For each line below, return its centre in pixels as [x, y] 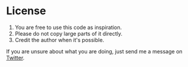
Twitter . [16, 58]
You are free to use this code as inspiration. [68, 27]
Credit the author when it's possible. [59, 40]
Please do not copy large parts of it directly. [69, 33]
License [26, 11]
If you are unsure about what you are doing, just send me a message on [95, 51]
